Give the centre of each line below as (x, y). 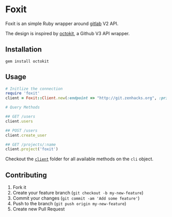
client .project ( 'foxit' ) (32, 149)
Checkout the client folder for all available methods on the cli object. (79, 159)
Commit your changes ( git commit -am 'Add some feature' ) (76, 198)
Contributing (26, 175)
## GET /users (20, 117)
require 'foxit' (23, 93)
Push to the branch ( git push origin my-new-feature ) (69, 204)
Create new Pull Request (39, 209)
